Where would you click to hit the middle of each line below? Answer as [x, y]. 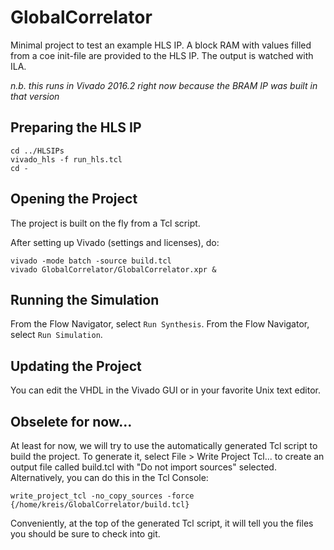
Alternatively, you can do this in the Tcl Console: [109, 477]
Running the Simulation [85, 299]
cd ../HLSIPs [37, 151]
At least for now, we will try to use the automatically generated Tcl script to [164, 445]
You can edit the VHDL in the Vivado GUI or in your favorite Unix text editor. [166, 390]
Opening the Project [74, 199]
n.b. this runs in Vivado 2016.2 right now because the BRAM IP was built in [164, 85]
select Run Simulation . [56, 335]
